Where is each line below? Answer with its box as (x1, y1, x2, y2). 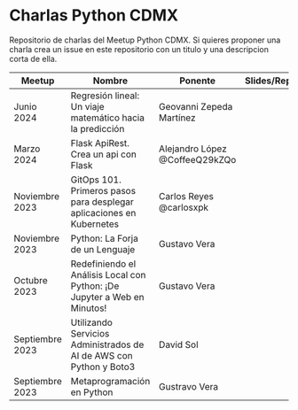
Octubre (13, 274, 48, 286)
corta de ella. (9, 53, 58, 64)
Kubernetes (70, 218, 120, 230)
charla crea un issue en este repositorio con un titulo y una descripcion (9, 43, 269, 54)
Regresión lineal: (70, 89, 140, 102)
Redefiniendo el (70, 258, 137, 270)
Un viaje (70, 100, 105, 112)
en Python (70, 386, 114, 398)
